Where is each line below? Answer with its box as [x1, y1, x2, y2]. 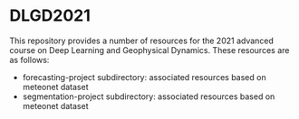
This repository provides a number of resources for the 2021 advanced [9, 35, 275, 46]
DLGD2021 [9, 5, 91, 26]
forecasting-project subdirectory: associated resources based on [22, 71, 266, 82]
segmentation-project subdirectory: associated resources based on [22, 91, 275, 102]
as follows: [9, 54, 50, 65]
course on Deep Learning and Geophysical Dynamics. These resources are [9, 44, 290, 55]
